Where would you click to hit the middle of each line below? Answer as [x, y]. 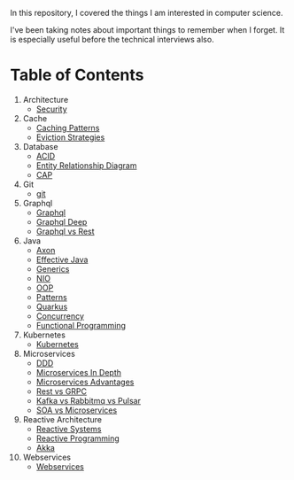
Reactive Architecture [62, 419]
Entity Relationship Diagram [86, 165]
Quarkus [52, 306]
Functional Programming [81, 325]
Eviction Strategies [70, 137]
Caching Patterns [68, 128]
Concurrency [60, 316]
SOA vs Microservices [77, 410]
